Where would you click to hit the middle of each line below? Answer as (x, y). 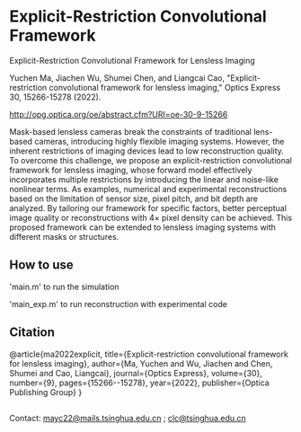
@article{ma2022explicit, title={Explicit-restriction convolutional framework (149, 354)
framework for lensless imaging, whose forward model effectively (131, 170)
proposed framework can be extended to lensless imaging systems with (143, 227)
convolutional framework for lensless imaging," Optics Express (165, 87)
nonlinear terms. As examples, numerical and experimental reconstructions (148, 189)
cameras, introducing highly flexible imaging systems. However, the (159, 141)
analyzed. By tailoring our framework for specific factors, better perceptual (148, 207)
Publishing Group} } (46, 392)
